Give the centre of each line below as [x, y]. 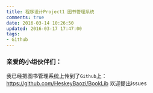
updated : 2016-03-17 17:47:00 [44, 28]
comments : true [25, 17]
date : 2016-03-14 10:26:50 [40, 23]
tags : [13, 34]
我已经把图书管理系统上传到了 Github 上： [57, 76]
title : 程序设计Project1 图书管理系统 [50, 12]
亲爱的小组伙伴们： [34, 62]
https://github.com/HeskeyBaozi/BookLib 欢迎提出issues [76, 83]
